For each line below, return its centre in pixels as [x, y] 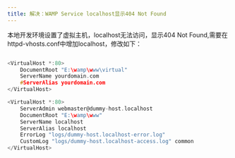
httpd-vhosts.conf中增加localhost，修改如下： [75, 44]
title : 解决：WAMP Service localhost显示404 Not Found [87, 14]
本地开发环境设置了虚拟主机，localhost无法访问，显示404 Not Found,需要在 [117, 35]
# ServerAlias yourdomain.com [63, 83]
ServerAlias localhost [53, 128]
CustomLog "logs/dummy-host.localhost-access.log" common [107, 142]
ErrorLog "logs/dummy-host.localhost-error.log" [93, 135]
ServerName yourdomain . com [60, 76]
